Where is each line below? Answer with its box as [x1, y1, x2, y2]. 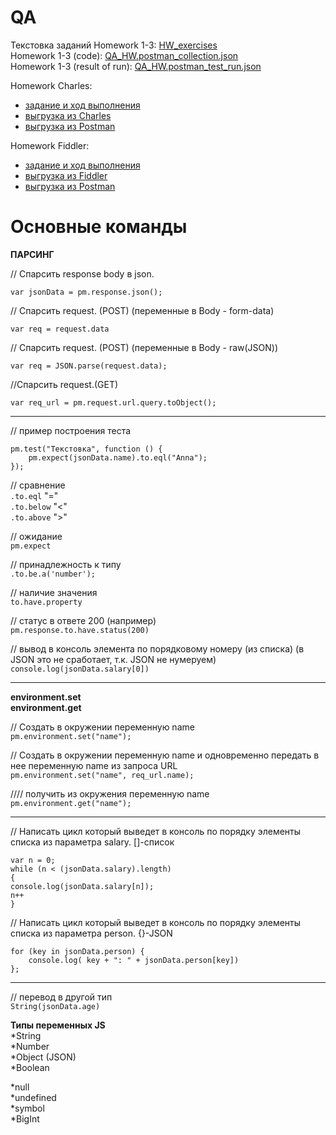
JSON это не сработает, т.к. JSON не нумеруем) [10, 653, 217, 665]
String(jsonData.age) [10, 1001, 101, 1011]
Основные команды [10, 216, 188, 238]
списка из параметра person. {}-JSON [10, 927, 173, 939]
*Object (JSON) [10, 1051, 77, 1063]
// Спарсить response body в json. [10, 267, 155, 280]
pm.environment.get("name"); [10, 798, 132, 808]
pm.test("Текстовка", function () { [10, 444, 163, 454]
